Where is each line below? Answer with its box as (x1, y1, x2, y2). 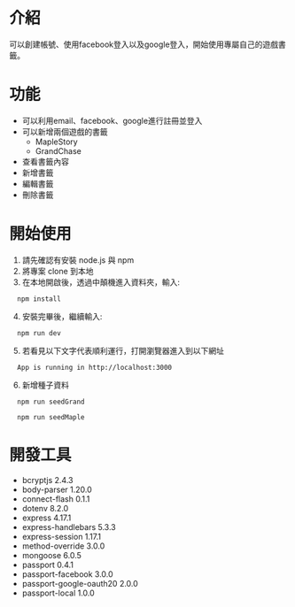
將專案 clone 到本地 (21, 265, 94, 276)
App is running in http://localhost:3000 (17, 363, 173, 372)
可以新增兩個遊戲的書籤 (21, 126, 108, 137)
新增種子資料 (21, 380, 69, 390)
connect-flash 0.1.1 (21, 493, 90, 504)
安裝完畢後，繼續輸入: (21, 311, 103, 321)
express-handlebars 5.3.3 (21, 521, 117, 532)
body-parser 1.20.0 (21, 484, 93, 495)
